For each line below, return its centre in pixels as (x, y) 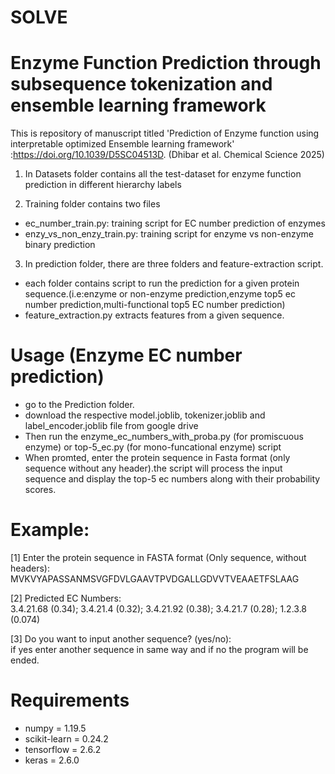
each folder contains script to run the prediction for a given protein (162, 283)
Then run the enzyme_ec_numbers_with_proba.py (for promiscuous (164, 437)
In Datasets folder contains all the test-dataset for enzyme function (163, 174)
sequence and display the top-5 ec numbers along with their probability (172, 479)
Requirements (70, 700)
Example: (50, 530)
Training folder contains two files (92, 204)
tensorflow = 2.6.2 (63, 749)
